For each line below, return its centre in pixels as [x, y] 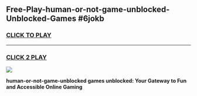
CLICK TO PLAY [29, 35]
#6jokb [91, 19]
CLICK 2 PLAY [26, 57]
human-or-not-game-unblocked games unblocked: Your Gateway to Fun [96, 80]
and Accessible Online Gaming [44, 87]
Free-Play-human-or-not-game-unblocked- [88, 10]
